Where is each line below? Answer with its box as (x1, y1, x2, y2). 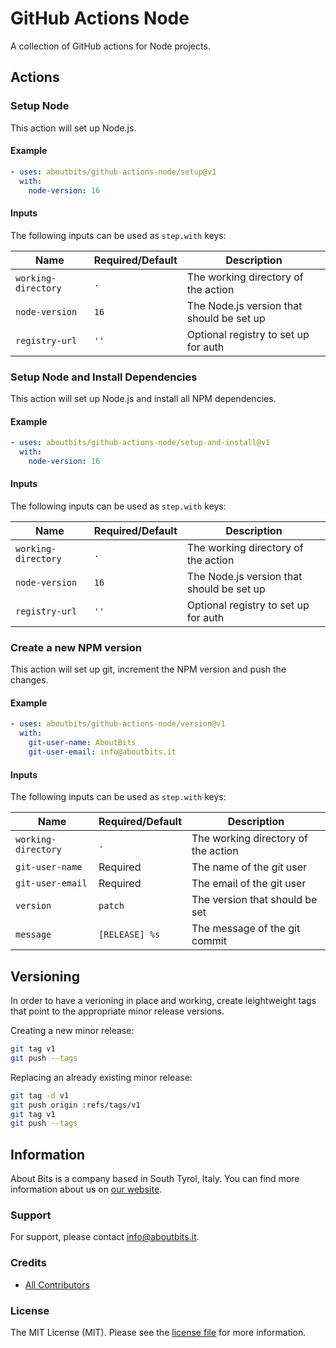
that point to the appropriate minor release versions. (10, 1005, 225, 1017)
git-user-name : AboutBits (28, 738, 137, 748)
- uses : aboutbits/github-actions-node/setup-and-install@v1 (10, 438, 271, 448)
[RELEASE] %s (98, 929, 161, 941)
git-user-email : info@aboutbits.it (28, 747, 177, 757)
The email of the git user (191, 877, 307, 891)
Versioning (10, 968, 80, 985)
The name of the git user (191, 860, 308, 874)
